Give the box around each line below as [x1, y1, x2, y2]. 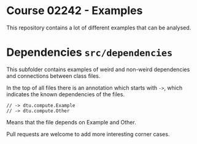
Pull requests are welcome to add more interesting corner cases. [6, 130, 170, 138]
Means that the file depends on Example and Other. [6, 118, 136, 126]
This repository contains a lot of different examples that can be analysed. [6, 24, 191, 31]
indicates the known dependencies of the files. [6, 90, 125, 98]
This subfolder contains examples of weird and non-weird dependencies [6, 66, 190, 73]
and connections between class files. [6, 72, 101, 80]
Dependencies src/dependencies [6, 45, 173, 59]
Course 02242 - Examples [6, 4, 143, 18]
